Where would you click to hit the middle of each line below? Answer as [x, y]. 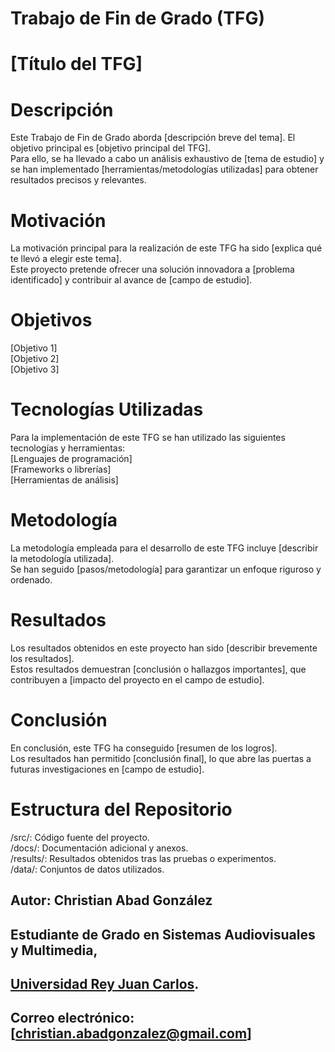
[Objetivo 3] [35, 369]
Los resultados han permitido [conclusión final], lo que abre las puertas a [161, 758]
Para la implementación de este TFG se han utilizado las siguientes [148, 438]
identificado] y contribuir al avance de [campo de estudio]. [131, 280]
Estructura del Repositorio [121, 809]
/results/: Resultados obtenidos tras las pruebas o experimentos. [143, 858]
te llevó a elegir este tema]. [66, 259]
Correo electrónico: [72, 1018]
